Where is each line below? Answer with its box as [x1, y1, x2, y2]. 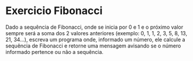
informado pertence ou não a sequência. [5, 48, 104, 55]
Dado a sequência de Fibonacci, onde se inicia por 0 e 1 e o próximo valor [5, 23, 184, 30]
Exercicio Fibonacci [5, 4, 103, 18]
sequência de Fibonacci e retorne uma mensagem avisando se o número [5, 42, 181, 49]
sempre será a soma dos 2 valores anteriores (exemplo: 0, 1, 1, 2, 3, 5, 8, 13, [5, 29, 188, 36]
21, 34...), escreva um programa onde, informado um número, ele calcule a [5, 36, 185, 43]
